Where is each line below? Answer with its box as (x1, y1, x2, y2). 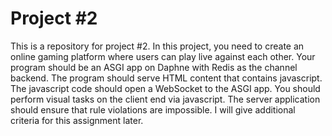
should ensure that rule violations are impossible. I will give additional (10, 103, 296, 116)
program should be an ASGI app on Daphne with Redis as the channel (10, 61, 298, 73)
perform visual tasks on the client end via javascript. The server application (10, 93, 321, 105)
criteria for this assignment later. (10, 114, 144, 126)
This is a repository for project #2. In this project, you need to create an (10, 40, 305, 52)
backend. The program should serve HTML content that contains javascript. (10, 72, 323, 84)
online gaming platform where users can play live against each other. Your (10, 50, 316, 62)
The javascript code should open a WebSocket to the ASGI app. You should (10, 82, 321, 94)
